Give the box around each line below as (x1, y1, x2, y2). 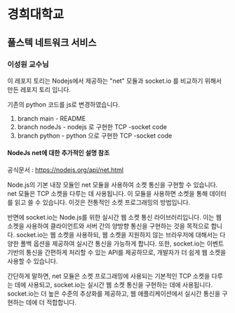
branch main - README (17, 114, 86, 123)
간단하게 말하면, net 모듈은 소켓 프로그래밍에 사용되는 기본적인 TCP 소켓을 (7, 272, 210, 281)
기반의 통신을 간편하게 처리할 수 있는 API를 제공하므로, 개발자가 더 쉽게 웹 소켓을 (7, 248, 227, 257)
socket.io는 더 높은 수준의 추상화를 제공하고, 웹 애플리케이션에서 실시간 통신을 (7, 289, 221, 298)
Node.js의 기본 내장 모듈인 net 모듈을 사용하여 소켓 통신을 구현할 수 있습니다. (7, 180, 218, 189)
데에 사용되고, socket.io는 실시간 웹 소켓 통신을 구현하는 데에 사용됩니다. (14, 281, 213, 289)
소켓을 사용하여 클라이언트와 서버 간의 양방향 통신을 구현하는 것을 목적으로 (7, 222, 210, 230)
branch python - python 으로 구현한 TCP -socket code (17, 131, 173, 140)
